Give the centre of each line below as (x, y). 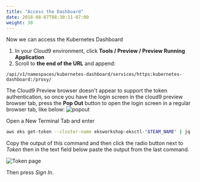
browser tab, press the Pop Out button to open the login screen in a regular (99, 103)
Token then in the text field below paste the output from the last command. (98, 149)
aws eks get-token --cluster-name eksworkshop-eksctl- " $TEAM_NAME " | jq (98, 132)
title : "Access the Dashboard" (45, 12)
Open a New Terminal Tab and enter (51, 121)
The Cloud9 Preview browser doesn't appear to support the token (87, 91)
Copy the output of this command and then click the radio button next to (95, 143)
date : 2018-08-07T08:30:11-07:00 (48, 17)
